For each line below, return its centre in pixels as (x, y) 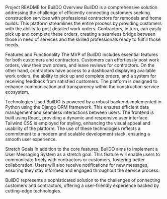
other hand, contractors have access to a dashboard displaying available (80, 71)
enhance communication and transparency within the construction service (82, 87)
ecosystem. (17, 92)
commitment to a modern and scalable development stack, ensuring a (78, 134)
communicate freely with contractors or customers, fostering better (75, 160)
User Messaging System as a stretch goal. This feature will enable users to (82, 154)
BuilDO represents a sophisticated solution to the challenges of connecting (83, 180)
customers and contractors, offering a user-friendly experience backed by (82, 185)
